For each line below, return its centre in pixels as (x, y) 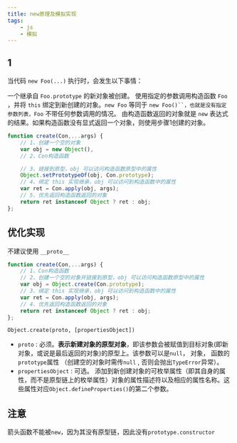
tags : (15, 21)
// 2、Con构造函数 (45, 156)
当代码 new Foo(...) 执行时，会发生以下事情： (75, 81)
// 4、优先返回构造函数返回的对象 (64, 304)
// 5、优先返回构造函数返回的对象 (64, 196)
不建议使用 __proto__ (38, 251)
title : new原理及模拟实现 (42, 14)
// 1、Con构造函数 (45, 271)
